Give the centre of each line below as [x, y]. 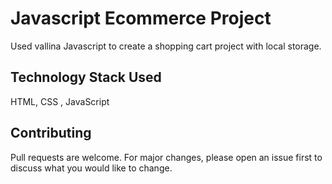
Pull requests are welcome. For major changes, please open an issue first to [166, 157]
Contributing [51, 133]
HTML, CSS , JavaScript [60, 101]
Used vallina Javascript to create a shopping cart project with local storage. [166, 46]
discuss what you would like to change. [91, 168]
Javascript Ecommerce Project [141, 18]
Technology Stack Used [86, 77]
